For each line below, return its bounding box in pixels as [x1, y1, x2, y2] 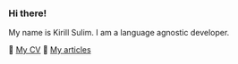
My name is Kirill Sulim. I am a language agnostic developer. [8, 28, 230, 38]
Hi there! [8, 7, 47, 20]
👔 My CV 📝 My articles [8, 44, 91, 55]
